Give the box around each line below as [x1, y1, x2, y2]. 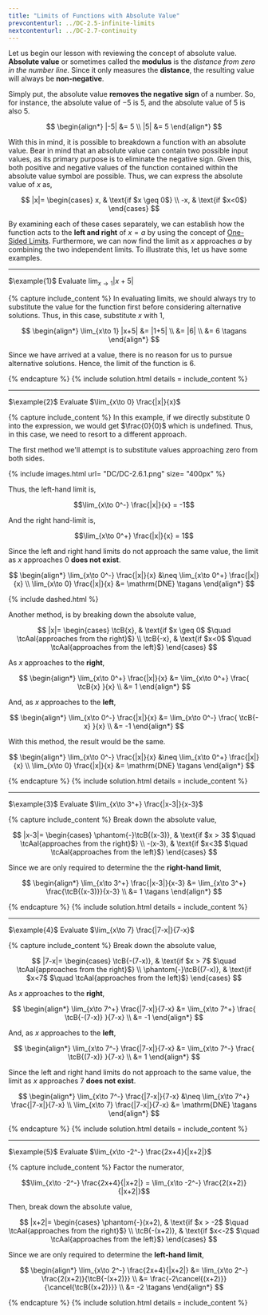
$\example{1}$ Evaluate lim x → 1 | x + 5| [8, 277, 134, 288]
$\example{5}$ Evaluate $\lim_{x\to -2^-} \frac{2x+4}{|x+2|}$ [8, 1147, 212, 1157]
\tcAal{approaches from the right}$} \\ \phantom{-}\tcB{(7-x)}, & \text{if [16, 965, 252, 974]
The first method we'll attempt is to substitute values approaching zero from [8, 445, 258, 455]
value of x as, [8, 180, 53, 189]
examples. [8, 253, 42, 263]
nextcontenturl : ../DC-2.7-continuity [8, 26, 137, 34]
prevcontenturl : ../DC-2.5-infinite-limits [8, 19, 156, 27]
